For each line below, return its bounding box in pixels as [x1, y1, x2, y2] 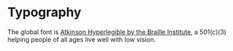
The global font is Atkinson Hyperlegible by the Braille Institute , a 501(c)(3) [7, 28, 227, 36]
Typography [7, 4, 82, 21]
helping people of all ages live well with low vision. [7, 35, 156, 43]
